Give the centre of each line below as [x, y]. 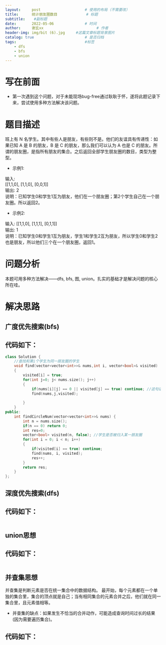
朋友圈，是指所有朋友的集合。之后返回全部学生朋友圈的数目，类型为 [83, 152]
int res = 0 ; [34, 430]
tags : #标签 [50, 42]
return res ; [35, 467]
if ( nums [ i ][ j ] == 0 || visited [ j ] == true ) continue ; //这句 [95, 389]
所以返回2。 [30, 203]
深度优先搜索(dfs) [32, 493]
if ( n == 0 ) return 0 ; [45, 426]
